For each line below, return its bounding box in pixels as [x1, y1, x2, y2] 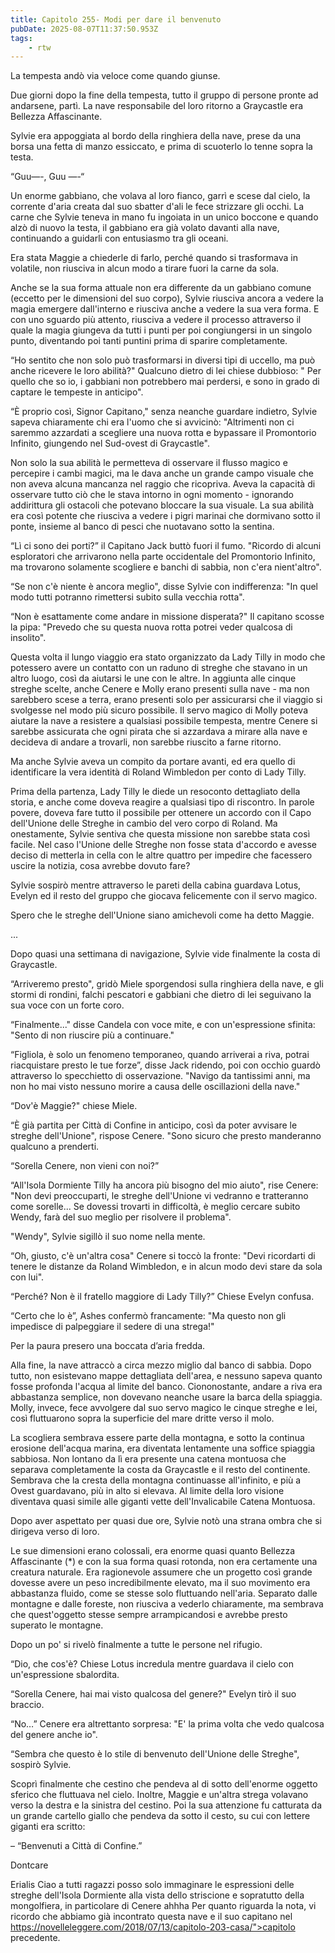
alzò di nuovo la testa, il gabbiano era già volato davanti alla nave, [10, 222, 280, 234]
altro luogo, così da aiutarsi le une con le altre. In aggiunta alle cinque [10, 672, 297, 685]
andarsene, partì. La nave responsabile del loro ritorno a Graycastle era [10, 100, 304, 112]
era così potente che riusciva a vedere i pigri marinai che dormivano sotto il [10, 510, 321, 522]
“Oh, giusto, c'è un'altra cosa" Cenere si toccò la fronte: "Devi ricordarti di [10, 1250, 316, 1262]
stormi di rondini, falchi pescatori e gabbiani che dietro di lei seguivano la [10, 989, 312, 1001]
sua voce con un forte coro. [10, 999, 125, 1011]
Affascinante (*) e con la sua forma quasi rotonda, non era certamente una [10, 1556, 318, 1568]
